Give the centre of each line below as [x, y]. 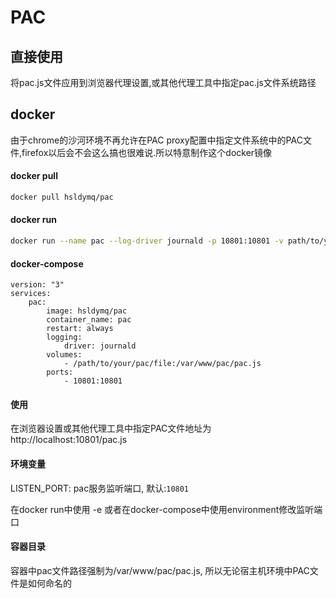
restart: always [80, 329]
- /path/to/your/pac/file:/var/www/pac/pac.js [162, 364]
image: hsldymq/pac [87, 311]
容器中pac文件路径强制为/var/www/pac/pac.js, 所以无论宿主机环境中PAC [160, 570]
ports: [60, 372]
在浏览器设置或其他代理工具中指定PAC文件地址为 [111, 428]
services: [31, 294]
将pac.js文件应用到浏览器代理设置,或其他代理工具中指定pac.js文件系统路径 [163, 82]
